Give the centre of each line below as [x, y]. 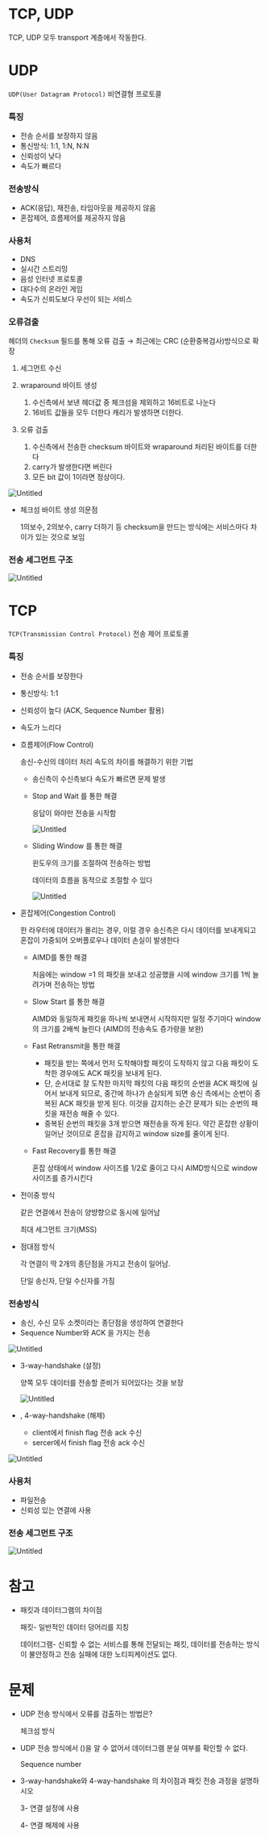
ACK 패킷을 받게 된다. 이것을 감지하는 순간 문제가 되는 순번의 [154, 1103]
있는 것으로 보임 [60, 537]
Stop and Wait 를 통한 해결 [74, 796]
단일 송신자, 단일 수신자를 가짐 [67, 1281]
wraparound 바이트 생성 [58, 385]
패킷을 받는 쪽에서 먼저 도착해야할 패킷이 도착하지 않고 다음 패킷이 [147, 1063]
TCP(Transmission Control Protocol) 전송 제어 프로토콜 [99, 634]
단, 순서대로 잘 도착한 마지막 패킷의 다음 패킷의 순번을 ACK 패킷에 [147, 1083]
